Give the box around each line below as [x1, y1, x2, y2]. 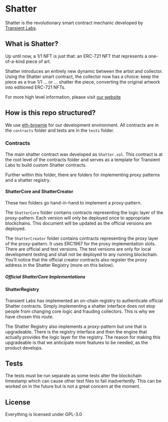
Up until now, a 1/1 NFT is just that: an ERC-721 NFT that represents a [5, 53, 147, 59]
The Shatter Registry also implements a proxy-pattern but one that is [5, 323, 147, 329]
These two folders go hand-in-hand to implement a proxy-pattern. [5, 200, 142, 206]
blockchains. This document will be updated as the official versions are [5, 220, 152, 227]
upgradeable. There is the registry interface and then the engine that [5, 328, 147, 335]
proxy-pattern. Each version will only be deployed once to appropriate [5, 215, 150, 221]
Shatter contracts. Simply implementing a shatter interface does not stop [5, 303, 155, 309]
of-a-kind [5, 58, 25, 64]
